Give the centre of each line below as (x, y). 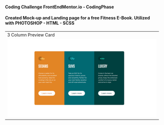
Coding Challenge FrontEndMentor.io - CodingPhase (60, 7)
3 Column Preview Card (31, 35)
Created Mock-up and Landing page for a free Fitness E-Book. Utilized (78, 18)
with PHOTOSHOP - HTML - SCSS (40, 23)
